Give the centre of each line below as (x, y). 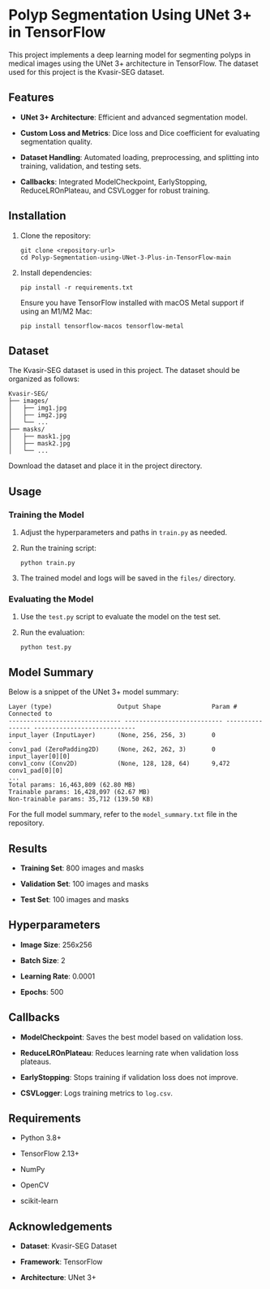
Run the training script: (58, 548)
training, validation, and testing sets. (81, 166)
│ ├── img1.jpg (38, 408)
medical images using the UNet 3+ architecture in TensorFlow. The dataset (133, 63)
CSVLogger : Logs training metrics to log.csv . (96, 1093)
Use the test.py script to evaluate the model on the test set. (120, 617)
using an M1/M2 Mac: (56, 311)
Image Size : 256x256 (56, 944)
